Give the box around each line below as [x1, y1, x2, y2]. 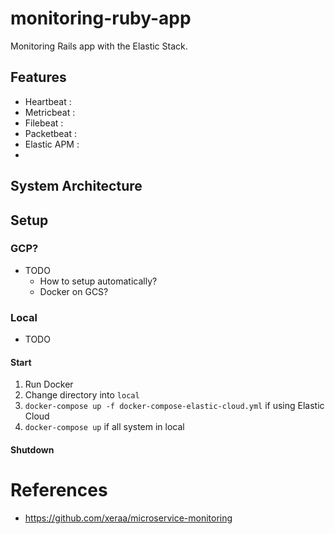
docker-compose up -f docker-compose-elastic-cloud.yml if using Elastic [24, 400, 325, 412]
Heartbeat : [24, 95, 72, 107]
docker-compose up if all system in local [24, 421, 185, 433]
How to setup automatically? [39, 275, 158, 287]
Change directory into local [24, 389, 140, 401]
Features [10, 69, 67, 86]
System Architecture [10, 178, 143, 195]
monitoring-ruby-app [10, 7, 192, 30]
